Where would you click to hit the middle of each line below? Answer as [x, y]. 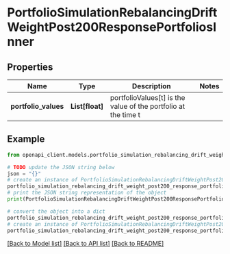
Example [26, 139]
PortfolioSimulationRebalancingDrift [112, 13]
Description [152, 86]
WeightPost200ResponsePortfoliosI [112, 27]
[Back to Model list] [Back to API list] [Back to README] [86, 244]
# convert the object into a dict [56, 211]
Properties [30, 67]
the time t [125, 115]
